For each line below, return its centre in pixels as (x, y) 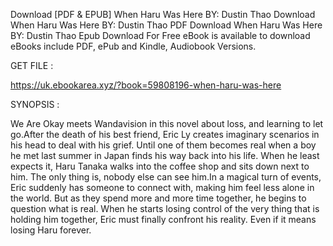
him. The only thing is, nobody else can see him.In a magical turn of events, (166, 177)
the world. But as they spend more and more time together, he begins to (158, 198)
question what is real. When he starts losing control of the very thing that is (165, 208)
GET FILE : (32, 65)
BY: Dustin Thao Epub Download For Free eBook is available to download (160, 35)
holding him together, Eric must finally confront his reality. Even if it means (163, 219)
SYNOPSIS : (35, 104)
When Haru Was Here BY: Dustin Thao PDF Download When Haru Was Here (166, 25)
